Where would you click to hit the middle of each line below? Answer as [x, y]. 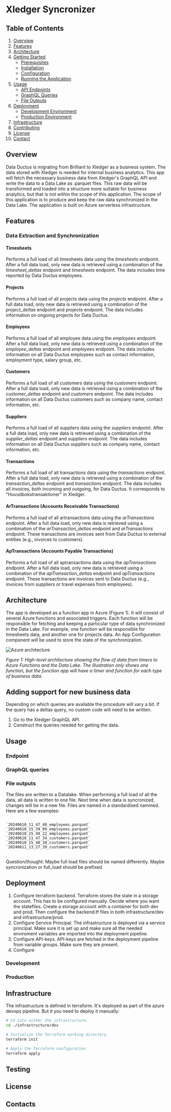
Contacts [21, 1104]
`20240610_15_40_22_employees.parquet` [48, 833]
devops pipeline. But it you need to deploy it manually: [63, 1011]
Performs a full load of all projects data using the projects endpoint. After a [84, 298]
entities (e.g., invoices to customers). [45, 539]
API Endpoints [35, 90]
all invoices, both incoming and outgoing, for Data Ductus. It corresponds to [86, 489]
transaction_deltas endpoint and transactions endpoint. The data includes [84, 484]
